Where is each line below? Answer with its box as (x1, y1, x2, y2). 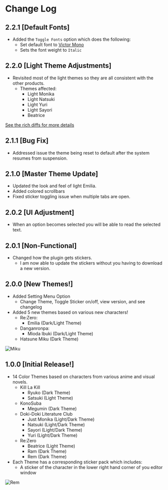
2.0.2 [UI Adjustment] (5, 208, 74, 216)
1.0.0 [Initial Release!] (5, 360, 74, 369)
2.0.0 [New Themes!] (5, 280, 73, 289)
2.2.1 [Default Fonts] (5, 23, 70, 32)
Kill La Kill (20, 384, 40, 390)
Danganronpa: (20, 325, 50, 331)
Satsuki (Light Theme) (27, 395, 74, 401)
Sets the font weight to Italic (20, 47, 82, 53)
